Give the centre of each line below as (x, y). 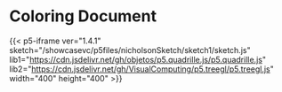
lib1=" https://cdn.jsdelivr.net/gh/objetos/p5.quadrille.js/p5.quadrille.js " (138, 59)
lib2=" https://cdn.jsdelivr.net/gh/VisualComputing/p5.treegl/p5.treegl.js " (141, 69)
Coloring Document (83, 16)
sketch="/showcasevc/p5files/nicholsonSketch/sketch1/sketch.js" (130, 50)
